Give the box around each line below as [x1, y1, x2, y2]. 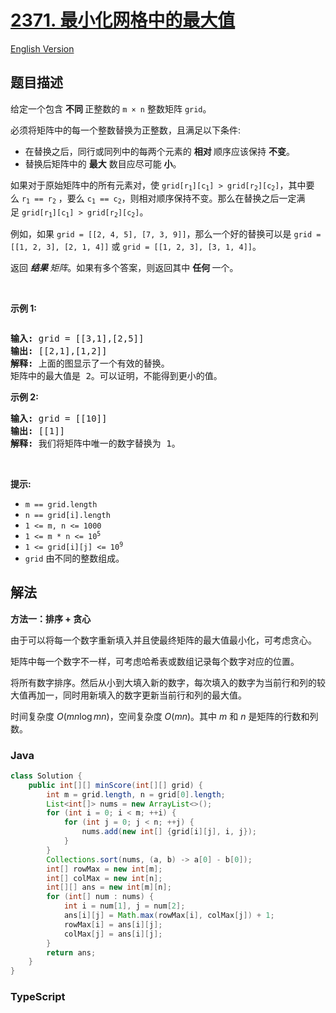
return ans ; [46, 947, 97, 958]
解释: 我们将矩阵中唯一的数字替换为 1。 [10, 437, 181, 449]
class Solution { [10, 771, 83, 781]
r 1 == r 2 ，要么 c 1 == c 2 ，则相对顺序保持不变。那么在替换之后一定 [21, 192, 297, 206]
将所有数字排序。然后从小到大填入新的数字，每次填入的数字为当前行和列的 [10, 676, 317, 688]
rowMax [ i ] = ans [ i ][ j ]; [63, 919, 163, 930]
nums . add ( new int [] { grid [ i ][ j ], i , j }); [81, 827, 257, 837]
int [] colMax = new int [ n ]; [46, 873, 163, 883]
